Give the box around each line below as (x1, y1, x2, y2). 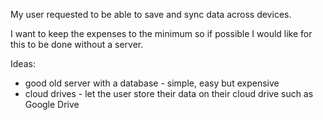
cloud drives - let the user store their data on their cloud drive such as (24, 88, 314, 99)
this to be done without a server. (10, 39, 144, 50)
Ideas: (10, 58, 36, 69)
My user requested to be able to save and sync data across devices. (10, 9, 292, 20)
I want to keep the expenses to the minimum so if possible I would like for (10, 28, 313, 39)
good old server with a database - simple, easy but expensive (24, 77, 280, 89)
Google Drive (24, 99, 80, 110)
